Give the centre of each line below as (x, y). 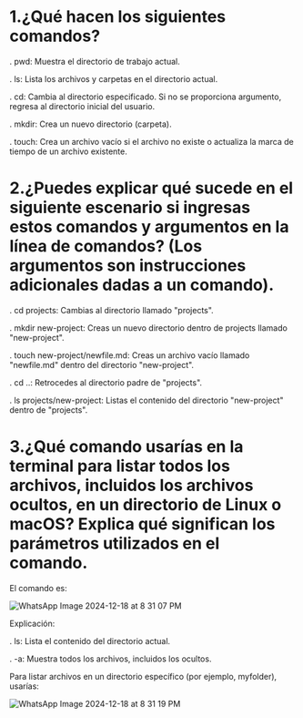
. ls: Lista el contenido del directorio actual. (90, 641)
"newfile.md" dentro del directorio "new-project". (101, 364)
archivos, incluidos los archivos (131, 486)
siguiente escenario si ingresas (130, 208)
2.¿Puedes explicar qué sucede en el (151, 188)
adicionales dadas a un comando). (142, 285)
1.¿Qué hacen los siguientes (117, 17)
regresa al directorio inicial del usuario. (82, 106)
